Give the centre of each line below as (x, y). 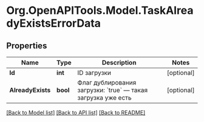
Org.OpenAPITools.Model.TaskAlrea (100, 11)
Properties (27, 46)
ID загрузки (94, 73)
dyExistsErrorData (54, 23)
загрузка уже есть (104, 98)
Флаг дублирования (107, 82)
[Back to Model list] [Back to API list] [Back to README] (76, 113)
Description (119, 63)
